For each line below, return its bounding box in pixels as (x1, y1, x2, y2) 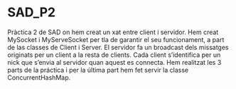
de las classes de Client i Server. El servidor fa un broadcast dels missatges (7, 43, 229, 51)
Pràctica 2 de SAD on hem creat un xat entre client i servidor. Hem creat (7, 28, 219, 36)
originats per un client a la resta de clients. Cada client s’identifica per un (7, 51, 221, 59)
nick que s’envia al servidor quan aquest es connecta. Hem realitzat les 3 (7, 58, 222, 66)
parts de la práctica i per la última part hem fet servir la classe (7, 66, 189, 74)
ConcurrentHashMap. (7, 73, 71, 82)
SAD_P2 (7, 4, 55, 21)
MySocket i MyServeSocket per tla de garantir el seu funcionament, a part (7, 35, 225, 43)
